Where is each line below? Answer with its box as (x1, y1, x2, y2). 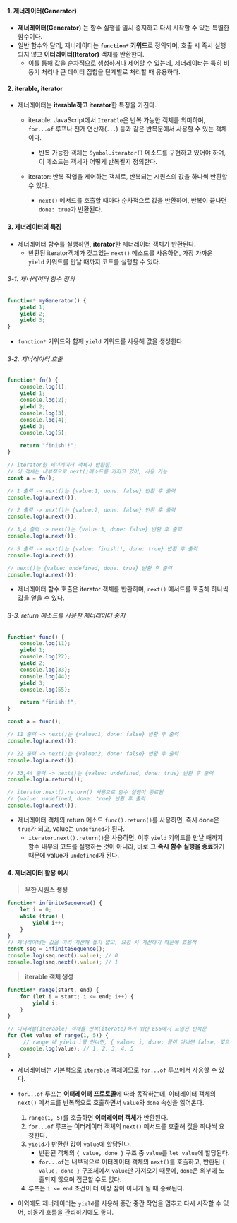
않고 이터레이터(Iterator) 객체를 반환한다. (30, 50, 145, 59)
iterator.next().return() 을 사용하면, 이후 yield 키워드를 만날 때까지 (28, 833, 224, 841)
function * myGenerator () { (7, 297, 87, 304)
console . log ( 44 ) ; (20, 673, 71, 680)
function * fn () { (7, 377, 59, 384)
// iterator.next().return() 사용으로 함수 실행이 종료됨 (7, 788, 164, 796)
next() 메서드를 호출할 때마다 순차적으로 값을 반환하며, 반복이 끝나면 (38, 196, 227, 205)
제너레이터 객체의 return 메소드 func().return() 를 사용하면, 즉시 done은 (17, 815, 220, 824)
